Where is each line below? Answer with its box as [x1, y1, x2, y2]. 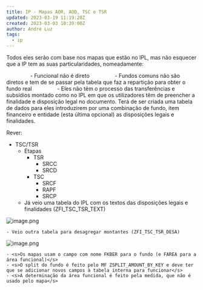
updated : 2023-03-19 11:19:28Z [6, 15, 85, 21]
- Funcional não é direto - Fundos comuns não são [30, 72, 181, 79]
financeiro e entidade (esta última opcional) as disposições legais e [6, 111, 175, 118]
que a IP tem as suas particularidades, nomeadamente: [6, 60, 144, 67]
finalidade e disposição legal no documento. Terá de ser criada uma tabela [6, 98, 193, 105]
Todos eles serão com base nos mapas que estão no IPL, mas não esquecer [6, 54, 197, 61]
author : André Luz [6, 26, 53, 32]
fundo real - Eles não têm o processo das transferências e [6, 85, 175, 92]
